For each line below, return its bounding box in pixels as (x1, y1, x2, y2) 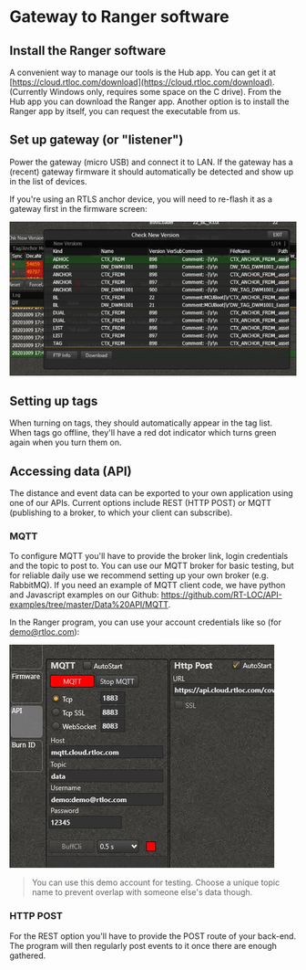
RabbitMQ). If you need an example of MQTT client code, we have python (9, 580, 286, 591)
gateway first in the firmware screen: (9, 203, 148, 214)
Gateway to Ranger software (9, 6, 229, 27)
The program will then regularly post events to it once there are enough (9, 940, 278, 951)
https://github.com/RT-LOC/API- (160, 589, 282, 600)
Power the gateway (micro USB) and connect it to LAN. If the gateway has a (9, 156, 293, 167)
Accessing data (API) (9, 463, 132, 479)
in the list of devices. (9, 175, 88, 186)
